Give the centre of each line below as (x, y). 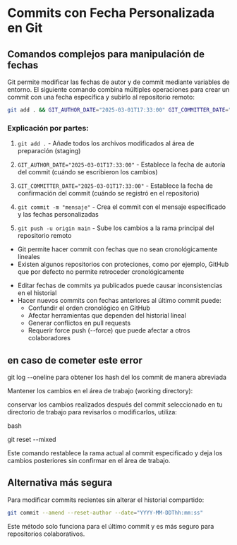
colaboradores (49, 338)
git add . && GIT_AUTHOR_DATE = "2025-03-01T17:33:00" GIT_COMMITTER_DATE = (118, 110)
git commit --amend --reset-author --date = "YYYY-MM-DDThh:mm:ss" (105, 513)
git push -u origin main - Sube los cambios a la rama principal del (116, 228)
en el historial (37, 293)
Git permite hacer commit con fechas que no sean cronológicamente (117, 249)
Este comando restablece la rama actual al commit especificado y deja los (115, 453)
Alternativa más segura (60, 483)
